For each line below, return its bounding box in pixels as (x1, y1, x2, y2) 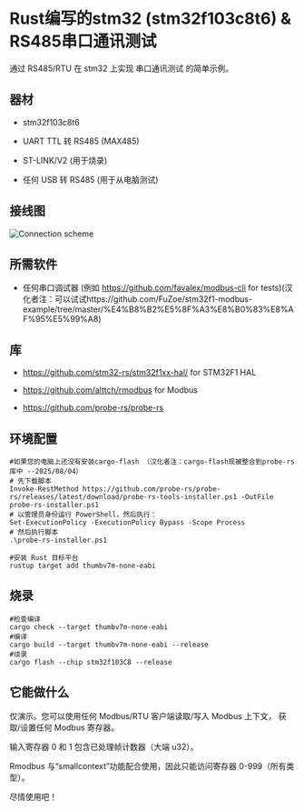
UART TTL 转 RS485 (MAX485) (22, 135, 140, 146)
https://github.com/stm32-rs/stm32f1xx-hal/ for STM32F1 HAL (22, 367, 257, 378)
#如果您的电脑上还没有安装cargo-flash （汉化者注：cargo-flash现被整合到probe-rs (9, 457, 295, 466)
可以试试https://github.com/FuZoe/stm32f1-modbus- (54, 294, 252, 305)
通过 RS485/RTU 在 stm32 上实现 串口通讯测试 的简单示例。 (9, 63, 234, 74)
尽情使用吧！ (9, 791, 57, 802)
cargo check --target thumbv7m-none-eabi (9, 622, 169, 632)
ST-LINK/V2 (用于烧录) (22, 155, 108, 165)
